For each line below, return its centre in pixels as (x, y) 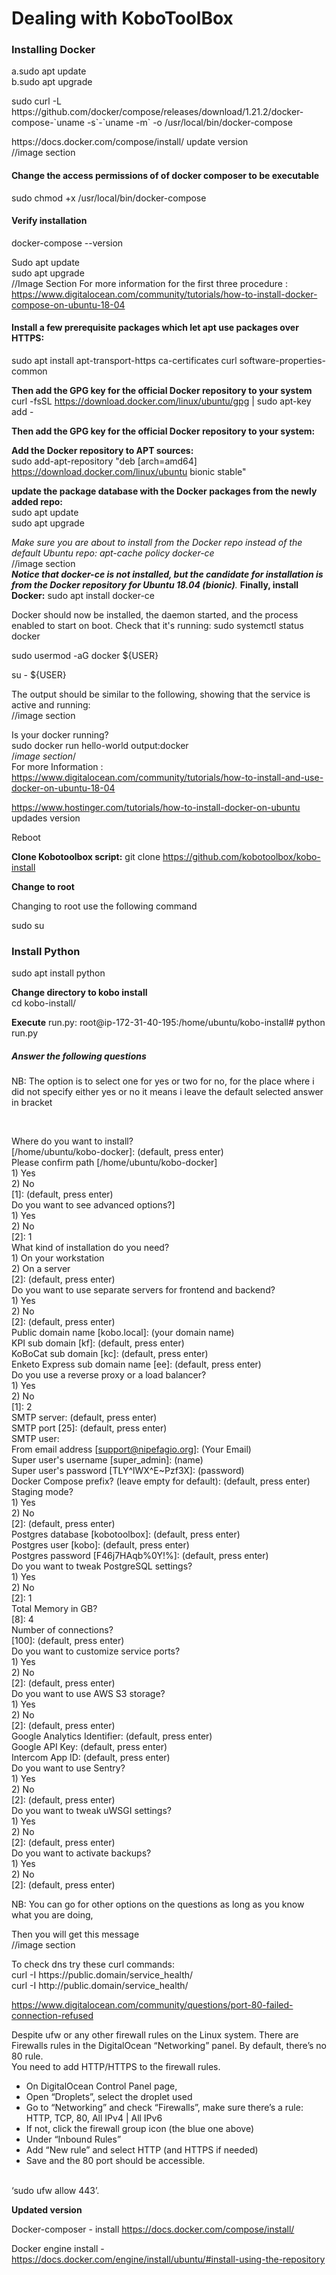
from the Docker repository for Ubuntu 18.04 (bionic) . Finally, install (155, 585)
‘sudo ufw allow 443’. (55, 2191)
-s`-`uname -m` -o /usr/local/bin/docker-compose (189, 123)
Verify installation (49, 221)
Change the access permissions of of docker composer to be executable (165, 176)
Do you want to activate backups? (81, 1853)
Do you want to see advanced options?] (93, 1205)
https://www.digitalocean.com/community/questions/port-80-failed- (152, 2005)
